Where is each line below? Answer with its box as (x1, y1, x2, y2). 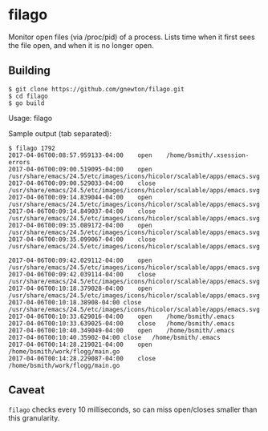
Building (8, 64, 51, 78)
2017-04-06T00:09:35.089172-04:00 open (8, 221, 152, 229)
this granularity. (8, 413, 60, 422)
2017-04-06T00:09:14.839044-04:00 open (8, 193, 152, 201)
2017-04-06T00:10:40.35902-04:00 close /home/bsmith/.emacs (8, 333, 221, 341)
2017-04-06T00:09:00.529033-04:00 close (8, 179, 156, 187)
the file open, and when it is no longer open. (8, 40, 154, 50)
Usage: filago (8, 113, 53, 123)
